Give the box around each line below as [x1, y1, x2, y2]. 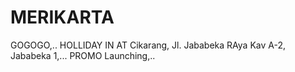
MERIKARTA [10, 6, 115, 29]
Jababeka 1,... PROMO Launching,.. [10, 49, 156, 61]
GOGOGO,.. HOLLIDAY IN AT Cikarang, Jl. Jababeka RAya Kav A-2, [10, 39, 286, 51]
